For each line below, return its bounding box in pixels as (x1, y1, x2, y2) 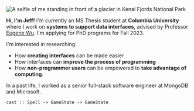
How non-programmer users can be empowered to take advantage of (14, 64, 186, 71)
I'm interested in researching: (6, 41, 77, 47)
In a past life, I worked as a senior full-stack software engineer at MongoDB (6, 82, 189, 89)
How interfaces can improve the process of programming (14, 58, 156, 65)
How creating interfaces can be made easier (14, 52, 124, 59)
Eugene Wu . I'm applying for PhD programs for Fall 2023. (6, 29, 145, 36)
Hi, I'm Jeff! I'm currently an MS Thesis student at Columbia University (6, 17, 179, 24)
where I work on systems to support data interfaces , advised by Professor (6, 23, 189, 30)
